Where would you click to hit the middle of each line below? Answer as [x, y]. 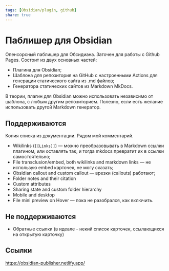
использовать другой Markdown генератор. [53, 107]
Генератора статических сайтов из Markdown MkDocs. [73, 86]
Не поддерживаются [41, 216]
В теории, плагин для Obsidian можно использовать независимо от [79, 96]
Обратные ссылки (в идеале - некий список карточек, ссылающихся [88, 229]
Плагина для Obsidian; [37, 70]
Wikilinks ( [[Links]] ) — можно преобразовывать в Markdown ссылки [88, 146]
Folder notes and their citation [44, 178]
